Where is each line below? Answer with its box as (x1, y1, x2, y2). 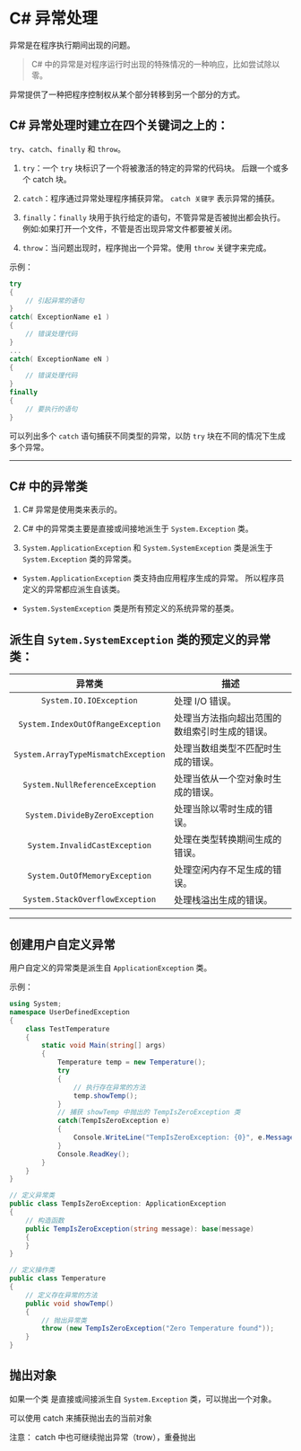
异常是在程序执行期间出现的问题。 (9, 40, 135, 50)
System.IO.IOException (41, 695, 138, 706)
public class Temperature (9, 1274, 106, 1283)
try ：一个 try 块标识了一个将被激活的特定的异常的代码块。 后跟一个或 (21, 163, 281, 173)
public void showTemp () (25, 1299, 115, 1308)
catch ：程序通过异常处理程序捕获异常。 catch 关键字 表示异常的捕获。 (21, 192, 280, 203)
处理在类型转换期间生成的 (174, 833, 282, 845)
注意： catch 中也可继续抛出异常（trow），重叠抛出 (9, 1431, 196, 1442)
